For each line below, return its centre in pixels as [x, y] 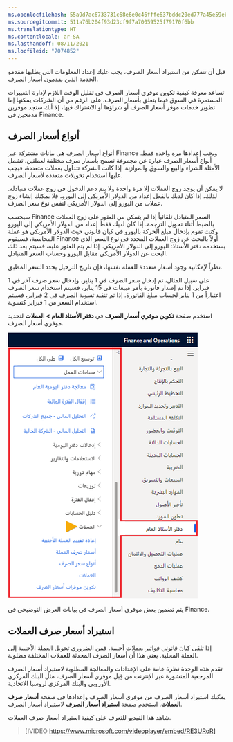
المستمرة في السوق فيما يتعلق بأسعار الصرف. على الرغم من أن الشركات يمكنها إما [115, 100]
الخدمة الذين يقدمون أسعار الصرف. [53, 79]
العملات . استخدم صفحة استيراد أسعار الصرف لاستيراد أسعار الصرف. [95, 704]
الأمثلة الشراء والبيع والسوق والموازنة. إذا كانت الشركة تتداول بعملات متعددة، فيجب [114, 168]
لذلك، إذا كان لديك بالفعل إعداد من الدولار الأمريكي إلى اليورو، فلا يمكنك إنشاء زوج [112, 196]
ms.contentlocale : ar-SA [44, 37]
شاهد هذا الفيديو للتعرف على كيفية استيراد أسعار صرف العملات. [90, 717]
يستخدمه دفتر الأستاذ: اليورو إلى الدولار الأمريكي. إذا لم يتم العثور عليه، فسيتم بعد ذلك [117, 246]
